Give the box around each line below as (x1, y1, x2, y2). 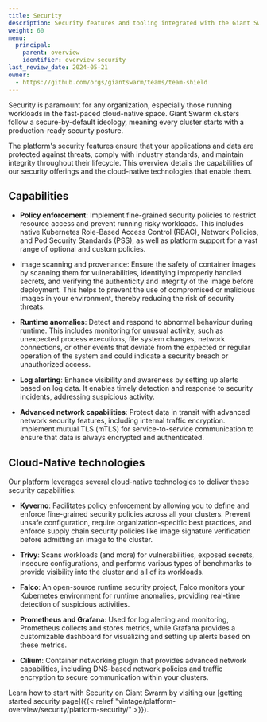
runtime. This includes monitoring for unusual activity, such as (19, 326, 224, 335)
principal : (15, 41, 52, 49)
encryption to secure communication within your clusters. (19, 673, 209, 682)
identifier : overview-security (22, 57, 126, 64)
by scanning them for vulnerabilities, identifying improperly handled (19, 268, 242, 278)
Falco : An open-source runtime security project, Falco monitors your (19, 583, 245, 592)
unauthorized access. (19, 360, 91, 369)
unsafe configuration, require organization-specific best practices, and (19, 518, 252, 528)
